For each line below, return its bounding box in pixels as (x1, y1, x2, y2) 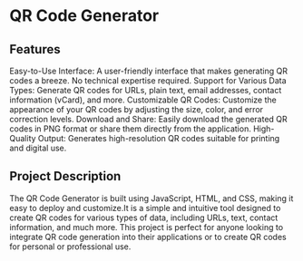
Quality (9, 133, 36, 143)
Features (9, 42, 61, 57)
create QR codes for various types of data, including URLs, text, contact (9, 212, 279, 223)
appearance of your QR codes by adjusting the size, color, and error (9, 104, 264, 114)
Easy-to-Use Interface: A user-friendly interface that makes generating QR (9, 65, 288, 76)
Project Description (9, 169, 122, 184)
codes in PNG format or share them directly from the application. (9, 123, 251, 134)
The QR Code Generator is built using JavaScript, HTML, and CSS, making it (9, 192, 294, 204)
